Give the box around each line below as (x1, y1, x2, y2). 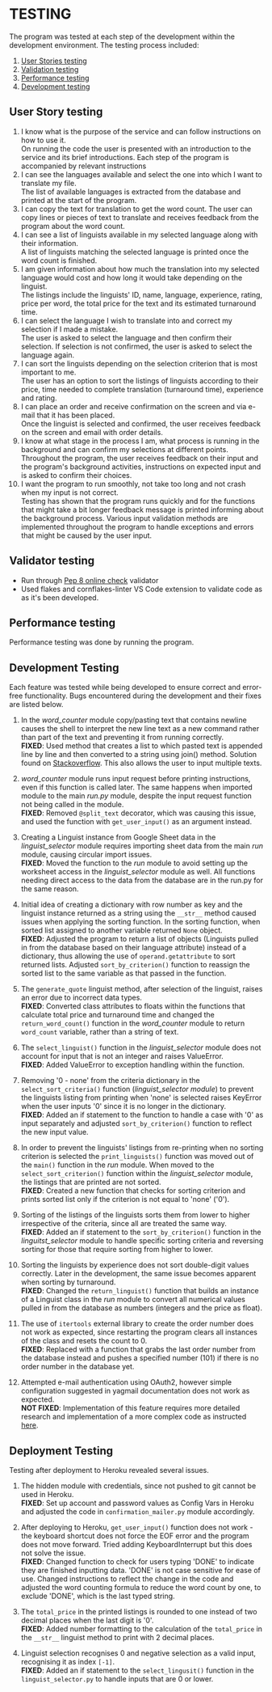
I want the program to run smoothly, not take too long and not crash (20, 479, 246, 489)
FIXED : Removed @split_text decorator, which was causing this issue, (20, 808, 257, 818)
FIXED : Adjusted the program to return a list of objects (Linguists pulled (20, 934, 259, 944)
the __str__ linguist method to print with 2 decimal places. (20, 1633, 215, 1642)
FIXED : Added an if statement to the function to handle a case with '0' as (20, 1110, 264, 1120)
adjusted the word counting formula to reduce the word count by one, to (20, 1583, 262, 1592)
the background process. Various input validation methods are (20, 513, 228, 522)
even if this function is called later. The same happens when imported (20, 782, 253, 793)
